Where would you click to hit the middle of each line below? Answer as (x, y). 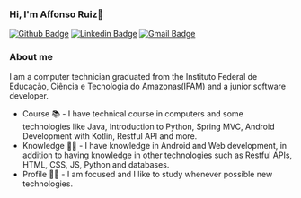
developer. (29, 95)
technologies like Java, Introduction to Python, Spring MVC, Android (148, 126)
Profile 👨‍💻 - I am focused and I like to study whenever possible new (147, 174)
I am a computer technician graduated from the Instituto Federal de (133, 76)
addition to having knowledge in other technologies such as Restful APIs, (157, 155)
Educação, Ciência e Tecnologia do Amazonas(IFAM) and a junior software (147, 86)
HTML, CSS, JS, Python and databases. (96, 164)
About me (31, 57)
